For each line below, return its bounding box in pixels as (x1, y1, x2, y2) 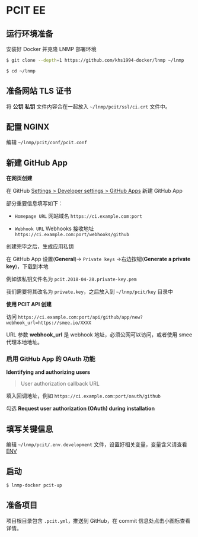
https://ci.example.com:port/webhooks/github (14, 232, 129, 238)
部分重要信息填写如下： (6, 200, 63, 207)
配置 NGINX (6, 122, 50, 132)
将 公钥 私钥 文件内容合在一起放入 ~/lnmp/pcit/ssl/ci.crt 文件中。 (6, 103, 171, 110)
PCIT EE (6, 4, 46, 17)
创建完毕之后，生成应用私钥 (6, 243, 74, 250)
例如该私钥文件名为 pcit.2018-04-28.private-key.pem (6, 275, 137, 282)
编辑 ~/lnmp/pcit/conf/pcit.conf (6, 139, 88, 146)
